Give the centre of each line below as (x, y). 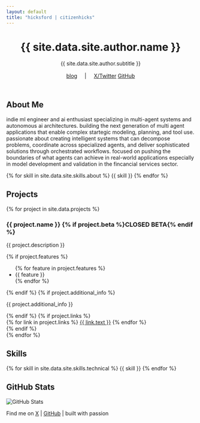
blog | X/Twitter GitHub (101, 76)
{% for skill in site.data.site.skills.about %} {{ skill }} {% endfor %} (87, 175)
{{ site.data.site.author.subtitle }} (101, 64)
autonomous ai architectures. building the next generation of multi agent (95, 125)
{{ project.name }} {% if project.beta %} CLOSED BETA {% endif (100, 224)
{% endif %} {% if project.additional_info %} (61, 292)
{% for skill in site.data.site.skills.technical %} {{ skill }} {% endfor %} (91, 368)
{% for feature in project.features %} (60, 268)
